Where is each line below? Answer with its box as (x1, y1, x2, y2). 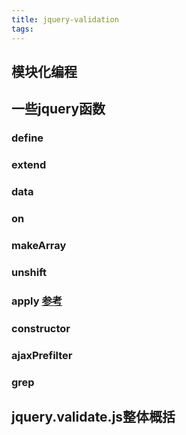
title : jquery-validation (11, 14, 119, 25)
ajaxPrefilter (11, 348, 73, 362)
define (11, 131, 44, 145)
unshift (11, 265, 48, 279)
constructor (11, 321, 71, 335)
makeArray (11, 238, 67, 252)
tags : (11, 24, 34, 34)
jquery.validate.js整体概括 (11, 408, 176, 425)
